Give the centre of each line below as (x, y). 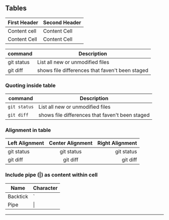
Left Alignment (26, 143)
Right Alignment (117, 143)
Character (45, 188)
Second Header (62, 22)
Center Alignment (71, 143)
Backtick (18, 196)
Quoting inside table (30, 85)
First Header (23, 22)
